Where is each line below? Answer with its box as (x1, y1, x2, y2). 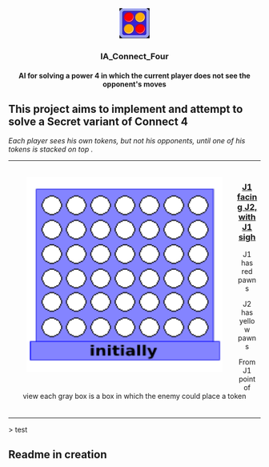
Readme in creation (8, 448, 107, 461)
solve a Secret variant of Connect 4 (8, 115, 188, 128)
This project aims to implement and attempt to (8, 102, 243, 115)
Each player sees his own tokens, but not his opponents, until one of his (8, 136, 246, 146)
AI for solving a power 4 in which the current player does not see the (18, 70, 251, 80)
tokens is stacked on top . (8, 144, 94, 155)
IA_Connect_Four (99, 50, 170, 62)
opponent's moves (102, 79, 167, 89)
